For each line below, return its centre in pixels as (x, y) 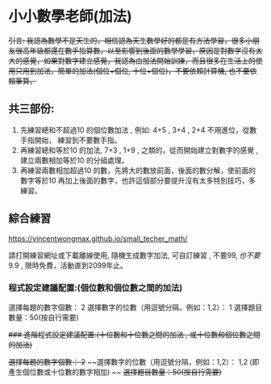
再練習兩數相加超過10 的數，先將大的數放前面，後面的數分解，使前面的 (138, 170)
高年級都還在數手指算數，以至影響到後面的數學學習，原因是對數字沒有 (139, 50)
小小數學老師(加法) (71, 17)
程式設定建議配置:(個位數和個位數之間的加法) (96, 288)
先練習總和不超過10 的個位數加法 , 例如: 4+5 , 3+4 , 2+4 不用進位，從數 (138, 129)
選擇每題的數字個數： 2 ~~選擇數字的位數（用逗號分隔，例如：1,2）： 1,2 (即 (134, 361)
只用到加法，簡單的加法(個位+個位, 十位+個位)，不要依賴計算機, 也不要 (132, 70)
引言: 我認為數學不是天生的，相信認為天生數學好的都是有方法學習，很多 (127, 40)
